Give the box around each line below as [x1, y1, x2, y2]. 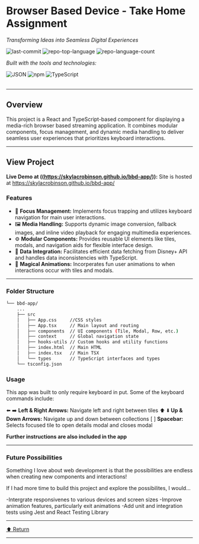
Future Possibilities [6, 453, 63, 462]
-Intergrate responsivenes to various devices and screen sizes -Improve [6, 496, 182, 503]
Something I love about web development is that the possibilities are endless [6, 467, 193, 474]
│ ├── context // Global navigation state [17, 334, 139, 340]
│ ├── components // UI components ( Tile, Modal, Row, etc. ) [17, 328, 179, 334]
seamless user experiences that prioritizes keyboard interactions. [6, 135, 166, 142]
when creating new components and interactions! [6, 473, 127, 481]
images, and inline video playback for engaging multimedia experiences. [14, 229, 192, 236]
